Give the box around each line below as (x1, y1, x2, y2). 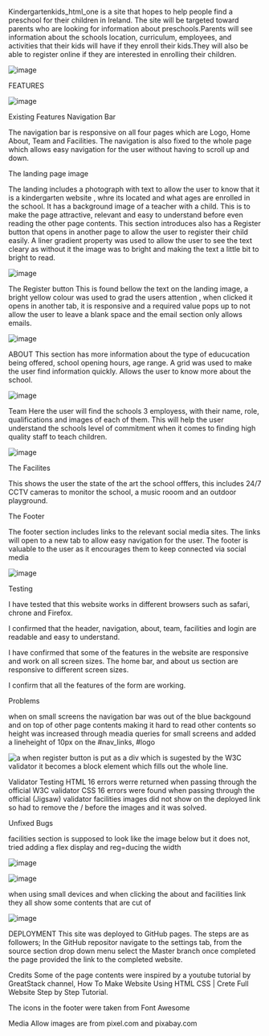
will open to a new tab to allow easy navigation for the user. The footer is (8, 535, 249, 545)
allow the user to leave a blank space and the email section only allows (8, 310, 243, 319)
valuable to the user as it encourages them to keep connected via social (8, 544, 247, 554)
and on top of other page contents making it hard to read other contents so (8, 720, 257, 729)
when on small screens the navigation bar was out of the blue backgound (8, 712, 251, 721)
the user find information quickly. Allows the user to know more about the (8, 366, 251, 376)
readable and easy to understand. (8, 632, 120, 642)
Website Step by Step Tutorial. (8, 988, 108, 997)
